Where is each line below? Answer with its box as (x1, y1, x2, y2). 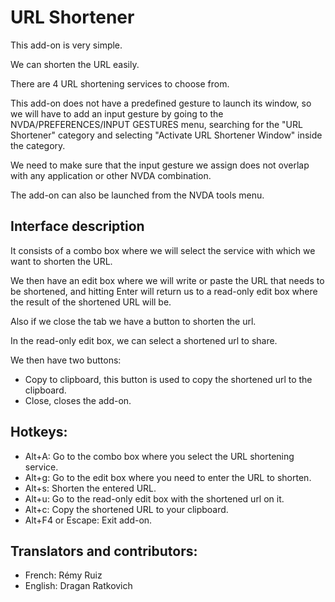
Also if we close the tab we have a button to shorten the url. (10, 315, 257, 327)
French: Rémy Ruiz (24, 569, 103, 581)
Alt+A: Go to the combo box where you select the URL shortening (24, 450, 295, 462)
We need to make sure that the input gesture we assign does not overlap (10, 159, 310, 171)
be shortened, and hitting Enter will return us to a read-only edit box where (10, 285, 318, 297)
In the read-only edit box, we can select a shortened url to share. (10, 334, 278, 346)
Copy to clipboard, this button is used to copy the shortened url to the (24, 373, 313, 385)
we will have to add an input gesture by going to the (10, 107, 224, 120)
